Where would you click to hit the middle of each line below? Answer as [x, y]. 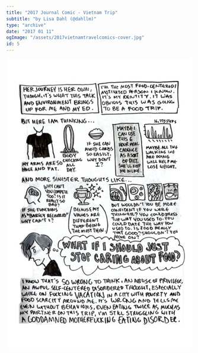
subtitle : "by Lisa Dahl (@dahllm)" [51, 19]
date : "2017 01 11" [30, 31]
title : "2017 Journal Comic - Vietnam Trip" [62, 12]
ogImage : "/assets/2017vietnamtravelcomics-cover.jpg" [75, 38]
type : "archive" [26, 25]
